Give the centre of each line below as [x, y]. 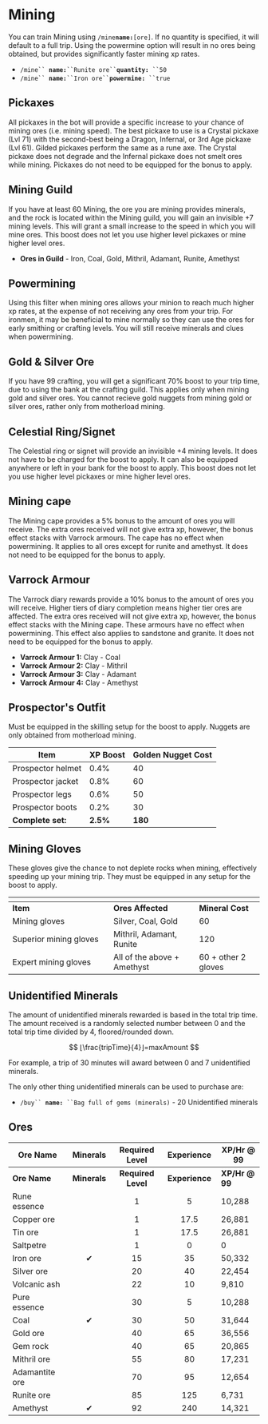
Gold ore [29, 1333]
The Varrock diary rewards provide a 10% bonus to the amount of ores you [131, 599]
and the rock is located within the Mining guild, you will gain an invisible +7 [131, 217]
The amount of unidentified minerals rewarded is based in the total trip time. [133, 1015]
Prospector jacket [45, 782]
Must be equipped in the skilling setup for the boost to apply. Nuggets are [129, 727]
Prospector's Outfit [57, 708]
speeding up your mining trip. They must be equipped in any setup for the [130, 877]
